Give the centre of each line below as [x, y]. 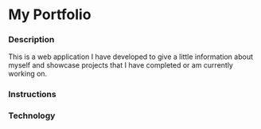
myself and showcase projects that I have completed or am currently [121, 65]
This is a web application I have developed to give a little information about [130, 57]
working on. [28, 74]
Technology [32, 115]
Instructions [33, 95]
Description [31, 40]
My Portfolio [50, 15]
